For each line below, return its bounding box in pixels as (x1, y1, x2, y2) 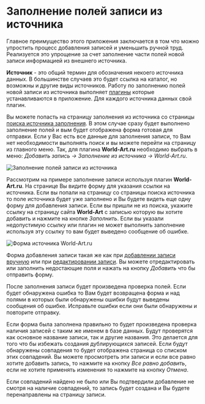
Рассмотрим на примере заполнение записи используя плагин (6, 175, 173, 183)
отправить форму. (6, 271, 54, 278)
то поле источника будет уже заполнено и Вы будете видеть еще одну (6, 195, 192, 202)
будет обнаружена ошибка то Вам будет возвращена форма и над (6, 289, 181, 296)
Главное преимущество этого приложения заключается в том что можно (6, 37, 199, 45)
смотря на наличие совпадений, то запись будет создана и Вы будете (6, 384, 190, 392)
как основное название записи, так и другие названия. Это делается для (6, 333, 198, 340)
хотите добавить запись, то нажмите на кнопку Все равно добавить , (6, 359, 187, 367)
